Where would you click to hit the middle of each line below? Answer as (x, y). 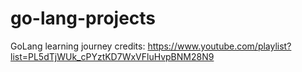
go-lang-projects (83, 18)
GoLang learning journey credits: (78, 46)
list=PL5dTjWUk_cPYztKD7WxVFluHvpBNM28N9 (112, 56)
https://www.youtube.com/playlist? (219, 46)
